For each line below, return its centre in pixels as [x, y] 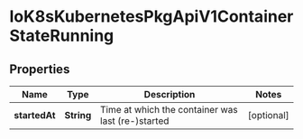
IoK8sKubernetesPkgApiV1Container [151, 17]
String [78, 115]
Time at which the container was [170, 110]
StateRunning [62, 36]
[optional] [268, 115]
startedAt [35, 115]
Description [170, 94]
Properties [40, 69]
